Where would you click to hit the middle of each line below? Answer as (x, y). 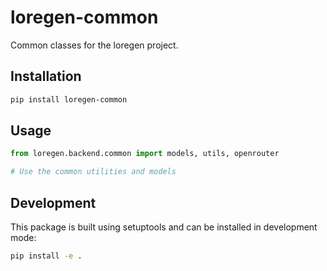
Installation (46, 76)
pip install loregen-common (69, 99)
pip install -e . (46, 256)
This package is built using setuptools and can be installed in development (164, 227)
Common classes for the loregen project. (94, 45)
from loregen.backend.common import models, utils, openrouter (145, 154)
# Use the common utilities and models (93, 172)
